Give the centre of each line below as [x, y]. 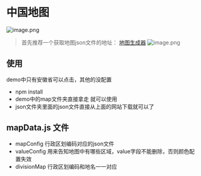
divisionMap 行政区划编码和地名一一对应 [66, 166]
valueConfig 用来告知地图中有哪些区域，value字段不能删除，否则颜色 [102, 151]
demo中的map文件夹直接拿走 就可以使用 [66, 99]
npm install [29, 92]
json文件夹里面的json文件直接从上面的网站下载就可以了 [85, 106]
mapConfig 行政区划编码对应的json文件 [64, 144]
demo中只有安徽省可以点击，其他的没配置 [59, 79]
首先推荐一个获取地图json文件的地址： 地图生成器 [84, 42]
